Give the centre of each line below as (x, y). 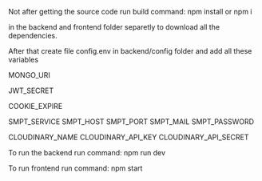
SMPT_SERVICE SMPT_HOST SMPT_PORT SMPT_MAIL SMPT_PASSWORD (131, 122)
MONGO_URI (29, 75)
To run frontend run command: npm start (75, 168)
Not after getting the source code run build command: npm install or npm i (131, 12)
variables (23, 60)
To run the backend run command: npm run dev (87, 153)
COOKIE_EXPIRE (36, 106)
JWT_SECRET (31, 90)
